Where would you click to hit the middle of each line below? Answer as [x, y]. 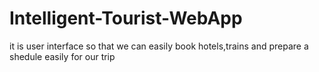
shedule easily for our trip [62, 56]
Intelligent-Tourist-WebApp [126, 18]
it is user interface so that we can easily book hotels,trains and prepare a [159, 46]
